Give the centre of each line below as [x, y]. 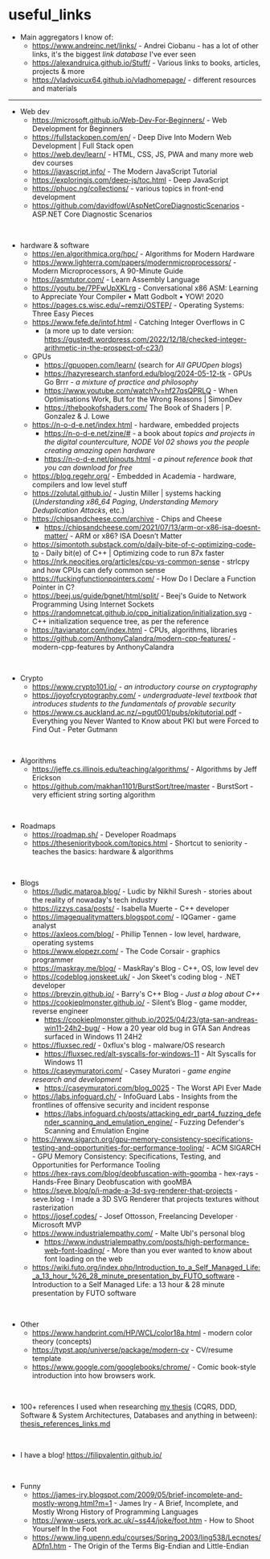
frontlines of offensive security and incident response [121, 1104]
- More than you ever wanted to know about [179, 1250]
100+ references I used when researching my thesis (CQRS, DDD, [128, 1406]
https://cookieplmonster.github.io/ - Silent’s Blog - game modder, [139, 1002]
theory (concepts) [62, 1341]
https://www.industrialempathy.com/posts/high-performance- [147, 1241]
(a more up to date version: [89, 331]
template [47, 1358]
